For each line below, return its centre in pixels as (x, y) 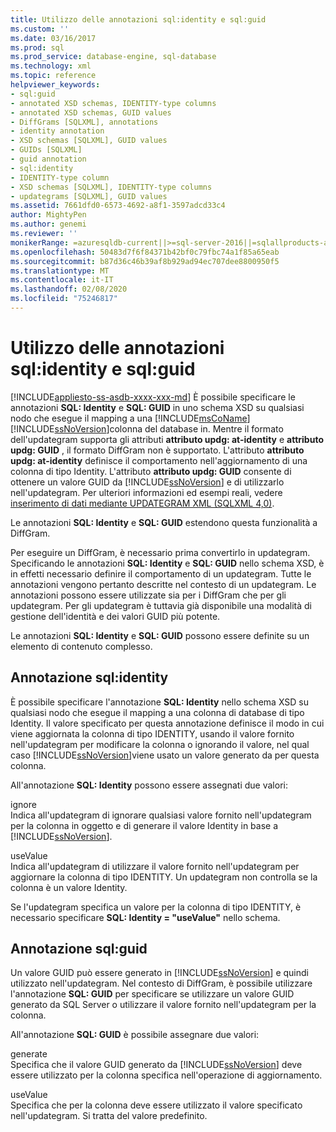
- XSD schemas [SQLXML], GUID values (89, 141)
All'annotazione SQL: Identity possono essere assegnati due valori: (149, 785)
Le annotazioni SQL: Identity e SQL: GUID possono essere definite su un (160, 635)
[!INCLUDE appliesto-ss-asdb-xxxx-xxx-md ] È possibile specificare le (153, 397)
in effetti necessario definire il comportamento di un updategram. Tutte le (161, 573)
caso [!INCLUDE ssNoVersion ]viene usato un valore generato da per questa (165, 755)
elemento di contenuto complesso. (81, 646)
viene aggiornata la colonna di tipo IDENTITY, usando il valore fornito (152, 733)
